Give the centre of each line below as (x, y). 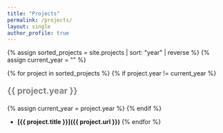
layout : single (29, 26)
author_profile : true (38, 33)
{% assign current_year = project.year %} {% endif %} (85, 108)
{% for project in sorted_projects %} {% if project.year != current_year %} (112, 73)
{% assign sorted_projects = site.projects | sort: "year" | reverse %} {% (108, 53)
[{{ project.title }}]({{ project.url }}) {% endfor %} (89, 121)
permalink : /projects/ (40, 20)
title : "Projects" (33, 14)
